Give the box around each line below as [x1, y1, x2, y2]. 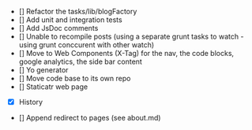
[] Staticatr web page [18, 82, 88, 91]
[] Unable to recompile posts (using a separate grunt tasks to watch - [18, 32, 244, 41]
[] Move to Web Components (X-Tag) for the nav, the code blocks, [18, 49, 235, 58]
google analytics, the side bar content [18, 57, 143, 66]
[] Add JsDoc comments [18, 24, 99, 32]
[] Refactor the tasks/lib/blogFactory [18, 7, 137, 16]
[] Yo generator [18, 65, 69, 74]
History [18, 98, 43, 106]
